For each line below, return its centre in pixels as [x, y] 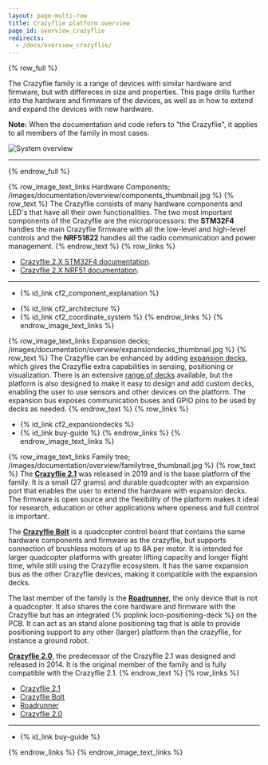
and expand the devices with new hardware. [81, 109]
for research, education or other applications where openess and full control [134, 508]
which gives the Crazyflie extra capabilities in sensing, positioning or [121, 367]
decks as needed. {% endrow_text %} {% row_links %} [99, 409]
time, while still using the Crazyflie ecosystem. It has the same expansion [128, 566]
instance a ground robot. [49, 640]
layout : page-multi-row [48, 16]
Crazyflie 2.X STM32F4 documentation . [85, 262]
